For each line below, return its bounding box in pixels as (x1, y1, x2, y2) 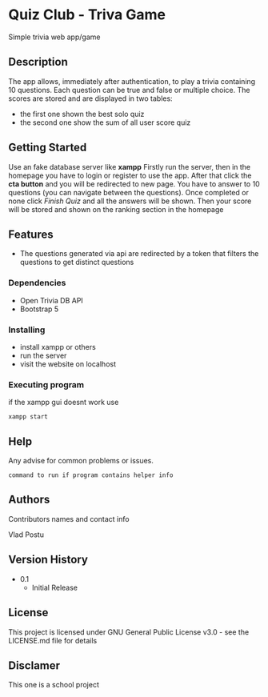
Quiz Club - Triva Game (8, 6, 166, 24)
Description (8, 55, 68, 69)
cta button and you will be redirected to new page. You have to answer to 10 (8, 178, 260, 189)
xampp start (8, 413, 48, 421)
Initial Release (31, 583, 78, 592)
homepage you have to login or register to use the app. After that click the (8, 170, 252, 180)
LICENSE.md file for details (8, 635, 98, 645)
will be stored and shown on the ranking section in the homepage (8, 204, 224, 214)
